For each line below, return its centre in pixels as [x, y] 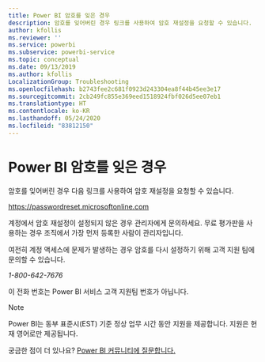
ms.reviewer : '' [35, 38]
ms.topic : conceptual [44, 60]
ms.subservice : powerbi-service [61, 52]
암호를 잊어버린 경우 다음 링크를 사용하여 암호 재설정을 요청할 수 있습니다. [121, 190]
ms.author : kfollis [40, 74]
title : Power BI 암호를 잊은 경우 [59, 15]
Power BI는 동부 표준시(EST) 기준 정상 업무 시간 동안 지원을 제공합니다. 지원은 [129, 323]
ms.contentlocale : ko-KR [49, 111]
